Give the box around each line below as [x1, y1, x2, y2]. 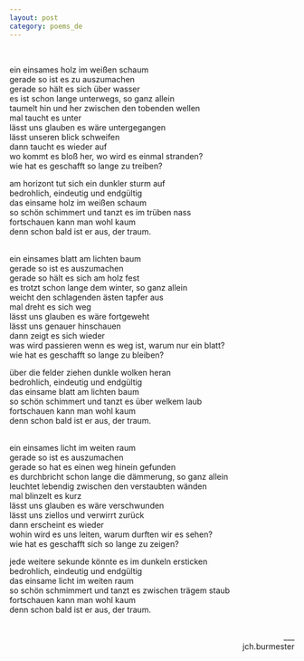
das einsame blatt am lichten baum [9, 386, 140, 397]
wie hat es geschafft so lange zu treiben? [9, 160, 163, 171]
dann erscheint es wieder [9, 519, 104, 530]
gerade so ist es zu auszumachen [9, 73, 136, 84]
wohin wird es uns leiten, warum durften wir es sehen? [9, 529, 213, 540]
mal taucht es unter [9, 112, 81, 123]
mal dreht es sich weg [9, 301, 92, 312]
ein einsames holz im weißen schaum [9, 64, 149, 75]
